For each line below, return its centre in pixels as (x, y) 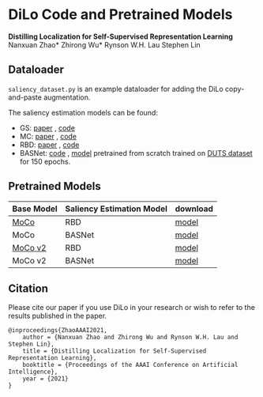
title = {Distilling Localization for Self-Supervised (115, 351)
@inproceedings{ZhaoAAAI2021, (58, 331)
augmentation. (67, 97)
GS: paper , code (47, 127)
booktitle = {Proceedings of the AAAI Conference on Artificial (130, 365)
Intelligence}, (33, 372)
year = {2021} (45, 379)
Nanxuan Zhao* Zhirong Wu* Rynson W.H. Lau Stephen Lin (105, 44)
